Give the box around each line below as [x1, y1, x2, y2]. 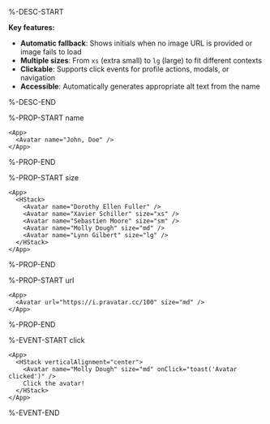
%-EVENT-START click [8, 335, 85, 344]
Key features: [8, 23, 55, 32]
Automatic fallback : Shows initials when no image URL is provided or [19, 38, 253, 48]
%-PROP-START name [8, 113, 84, 123]
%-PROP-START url [8, 275, 75, 285]
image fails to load [19, 47, 83, 56]
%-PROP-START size [8, 173, 79, 182]
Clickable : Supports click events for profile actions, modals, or [19, 64, 229, 74]
